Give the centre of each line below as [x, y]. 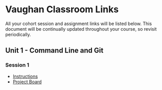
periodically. [18, 34]
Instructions [25, 76]
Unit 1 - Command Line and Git [54, 50]
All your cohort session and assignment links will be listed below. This [79, 24]
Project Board [27, 82]
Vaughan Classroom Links [62, 9]
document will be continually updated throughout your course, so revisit [81, 29]
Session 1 [17, 65]
